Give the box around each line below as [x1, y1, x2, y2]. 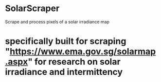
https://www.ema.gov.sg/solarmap [9, 46, 156, 57]
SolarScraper [5, 3, 60, 14]
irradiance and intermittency [5, 67, 123, 78]
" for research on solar [27, 56, 121, 68]
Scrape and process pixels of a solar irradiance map [5, 19, 109, 25]
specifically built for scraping [5, 36, 126, 47]
